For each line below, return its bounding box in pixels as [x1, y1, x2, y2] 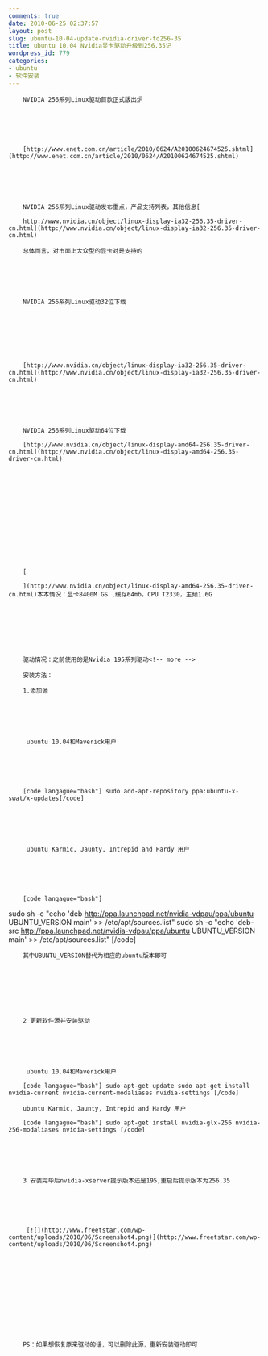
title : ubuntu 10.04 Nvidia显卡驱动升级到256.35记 [8, 42, 172, 50]
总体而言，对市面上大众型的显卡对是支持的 [23, 247, 143, 255]
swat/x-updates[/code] [8, 794, 85, 802]
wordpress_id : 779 [8, 49, 70, 57]
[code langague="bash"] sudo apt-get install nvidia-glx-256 [23, 1119, 232, 1127]
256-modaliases [8, 1125, 60, 1134]
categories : [8, 57, 48, 65]
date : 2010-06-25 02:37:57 [8, 19, 99, 27]
